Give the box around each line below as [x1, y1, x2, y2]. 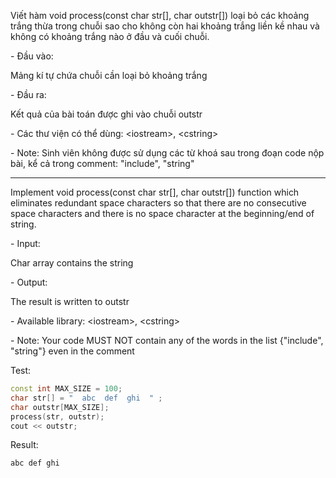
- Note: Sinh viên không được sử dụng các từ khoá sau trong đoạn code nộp [10, 147, 325, 159]
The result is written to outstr [10, 296, 130, 307]
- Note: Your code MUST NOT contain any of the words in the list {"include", [10, 335, 324, 346]
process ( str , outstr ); [10, 411, 105, 422]
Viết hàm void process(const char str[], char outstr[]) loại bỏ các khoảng [10, 10, 310, 21]
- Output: [10, 276, 48, 288]
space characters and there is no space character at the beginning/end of [10, 208, 315, 219]
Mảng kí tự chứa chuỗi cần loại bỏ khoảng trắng [10, 70, 208, 81]
